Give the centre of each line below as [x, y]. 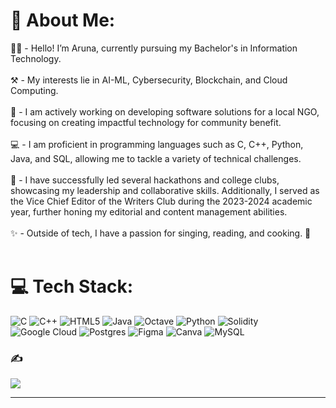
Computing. [34, 90]
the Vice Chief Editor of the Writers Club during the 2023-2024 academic [161, 201]
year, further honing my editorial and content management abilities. [149, 211]
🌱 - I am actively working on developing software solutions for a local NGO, [165, 111]
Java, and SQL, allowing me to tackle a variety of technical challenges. [156, 158]
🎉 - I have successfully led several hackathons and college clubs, [145, 180]
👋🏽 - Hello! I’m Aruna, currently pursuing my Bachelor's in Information [154, 48]
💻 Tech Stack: [72, 286]
